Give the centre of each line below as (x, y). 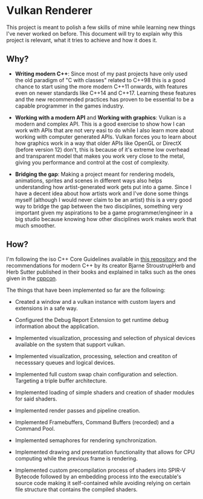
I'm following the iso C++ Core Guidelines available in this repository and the (101, 259)
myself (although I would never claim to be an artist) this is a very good (103, 199)
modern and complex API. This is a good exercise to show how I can (100, 124)
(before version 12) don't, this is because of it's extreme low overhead (102, 149)
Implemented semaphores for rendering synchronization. (86, 440)
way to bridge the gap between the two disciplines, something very (99, 206)
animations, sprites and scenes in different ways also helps (89, 180)
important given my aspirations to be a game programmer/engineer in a (104, 213)
